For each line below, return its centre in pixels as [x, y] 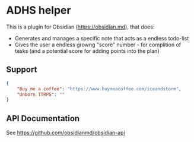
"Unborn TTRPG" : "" [41, 94]
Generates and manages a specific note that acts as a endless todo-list [102, 38]
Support [22, 70]
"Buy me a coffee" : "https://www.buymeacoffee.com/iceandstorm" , [99, 89]
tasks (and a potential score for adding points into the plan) [87, 51]
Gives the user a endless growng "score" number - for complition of [98, 45]
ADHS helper [39, 10]
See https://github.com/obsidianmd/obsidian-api [66, 133]
